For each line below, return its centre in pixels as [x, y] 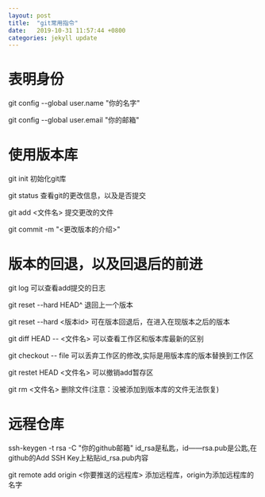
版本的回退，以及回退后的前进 [106, 264]
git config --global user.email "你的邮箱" [74, 120]
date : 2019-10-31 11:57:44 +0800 [67, 30]
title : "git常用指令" [43, 23]
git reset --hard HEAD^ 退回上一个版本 [71, 305]
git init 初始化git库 [37, 179]
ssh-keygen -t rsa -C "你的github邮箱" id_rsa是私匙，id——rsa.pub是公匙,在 [133, 448]
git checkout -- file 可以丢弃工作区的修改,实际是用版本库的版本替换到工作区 [131, 355]
